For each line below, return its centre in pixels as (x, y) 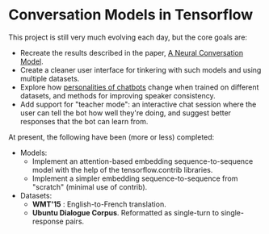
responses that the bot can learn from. (84, 121)
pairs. (75, 221)
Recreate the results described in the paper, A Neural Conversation (132, 52)
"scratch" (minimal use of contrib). (90, 186)
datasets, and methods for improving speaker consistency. (118, 95)
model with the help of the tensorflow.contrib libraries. (122, 169)
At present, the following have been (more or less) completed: (111, 137)
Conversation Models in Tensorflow (131, 15)
